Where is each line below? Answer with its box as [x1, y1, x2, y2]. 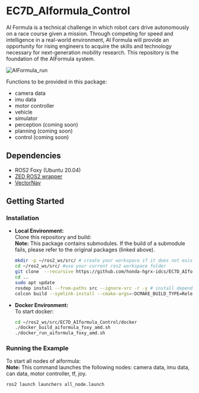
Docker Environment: [14, 301, 69, 308]
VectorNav [14, 179, 41, 186]
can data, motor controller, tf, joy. [6, 370, 87, 377]
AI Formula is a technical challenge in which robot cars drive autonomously [6, 24, 190, 31]
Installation [6, 214, 40, 223]
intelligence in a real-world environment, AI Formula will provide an [6, 36, 169, 43]
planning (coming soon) [14, 127, 73, 134]
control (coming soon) [14, 133, 69, 140]
